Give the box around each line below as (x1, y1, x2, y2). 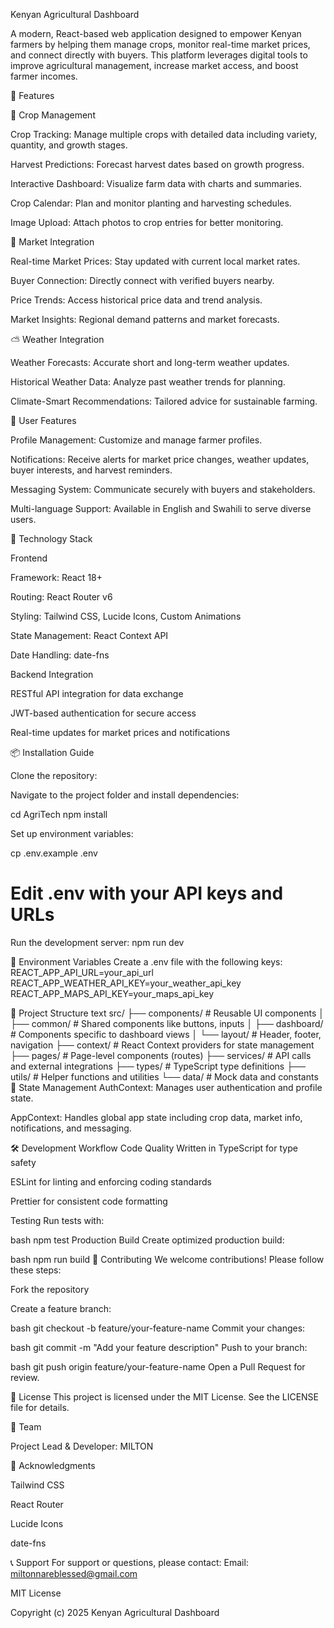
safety (10, 1156, 37, 1168)
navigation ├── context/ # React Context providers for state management (10, 1039, 315, 1051)
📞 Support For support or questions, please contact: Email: (10, 1556, 249, 1568)
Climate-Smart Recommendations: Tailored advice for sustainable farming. (10, 395, 318, 407)
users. (10, 514, 37, 525)
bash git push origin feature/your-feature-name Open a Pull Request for (10, 1360, 306, 1373)
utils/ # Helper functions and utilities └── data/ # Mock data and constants (10, 1070, 319, 1083)
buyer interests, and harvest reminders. (10, 464, 173, 476)
